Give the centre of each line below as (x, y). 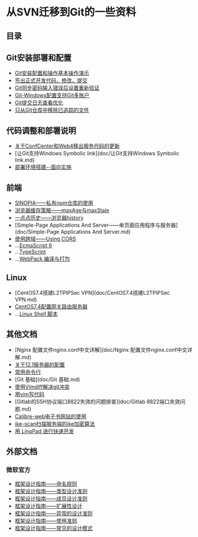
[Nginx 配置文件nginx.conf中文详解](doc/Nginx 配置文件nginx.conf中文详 (103, 349)
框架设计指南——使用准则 (46, 521)
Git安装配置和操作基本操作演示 (52, 73)
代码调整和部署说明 (41, 131)
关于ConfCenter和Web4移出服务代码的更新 (67, 146)
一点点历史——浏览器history (49, 218)
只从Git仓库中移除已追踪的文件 (52, 110)
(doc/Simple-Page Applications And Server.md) (73, 232)
